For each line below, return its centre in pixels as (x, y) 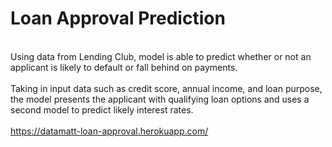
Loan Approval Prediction (118, 18)
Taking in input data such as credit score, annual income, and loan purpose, (166, 88)
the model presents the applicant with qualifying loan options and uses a (160, 99)
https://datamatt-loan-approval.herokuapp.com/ (109, 131)
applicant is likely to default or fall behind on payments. (124, 67)
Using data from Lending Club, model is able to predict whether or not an (161, 56)
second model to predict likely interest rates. (102, 109)
